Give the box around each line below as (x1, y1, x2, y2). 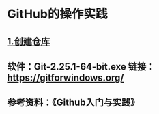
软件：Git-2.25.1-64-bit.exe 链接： (7, 61, 156, 72)
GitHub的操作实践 (7, 6, 108, 22)
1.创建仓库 (7, 35, 50, 47)
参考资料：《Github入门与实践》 (7, 97, 140, 109)
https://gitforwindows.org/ (7, 72, 124, 83)
